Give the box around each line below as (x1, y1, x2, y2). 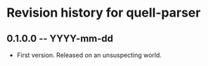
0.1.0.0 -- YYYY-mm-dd (6, 33, 114, 44)
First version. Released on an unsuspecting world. (16, 51, 162, 59)
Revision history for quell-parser (6, 5, 201, 21)
